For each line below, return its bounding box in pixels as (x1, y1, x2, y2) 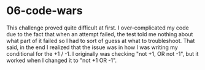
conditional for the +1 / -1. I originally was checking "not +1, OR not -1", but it (6, 50, 199, 57)
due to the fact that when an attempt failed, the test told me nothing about (6, 30, 193, 37)
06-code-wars (6, 4, 83, 18)
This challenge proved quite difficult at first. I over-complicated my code (6, 24, 189, 31)
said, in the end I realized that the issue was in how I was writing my (6, 44, 178, 51)
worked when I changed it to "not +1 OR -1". (6, 56, 117, 64)
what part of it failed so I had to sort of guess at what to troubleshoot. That (6, 37, 195, 44)
